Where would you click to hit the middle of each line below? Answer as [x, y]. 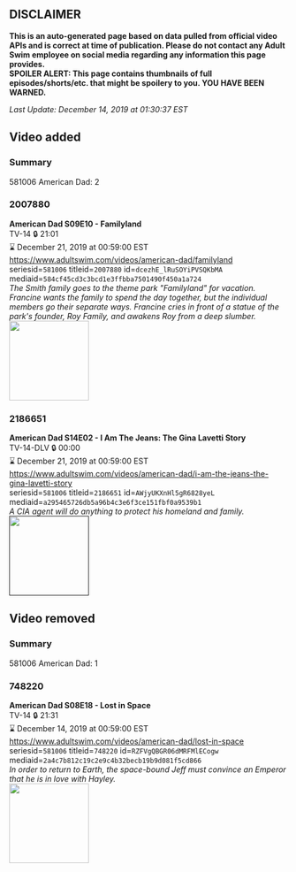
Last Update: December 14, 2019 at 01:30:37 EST [99, 109]
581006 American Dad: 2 [54, 181]
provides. [27, 64]
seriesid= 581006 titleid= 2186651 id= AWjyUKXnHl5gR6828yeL [112, 493]
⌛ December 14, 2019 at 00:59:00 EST [79, 729]
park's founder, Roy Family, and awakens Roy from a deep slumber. [133, 316]
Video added [45, 138]
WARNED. [28, 92]
